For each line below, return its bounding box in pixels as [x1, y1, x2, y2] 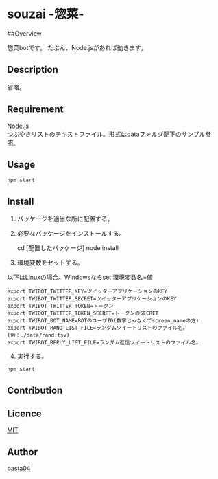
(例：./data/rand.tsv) [7, 332, 70, 339]
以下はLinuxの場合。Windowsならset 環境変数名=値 [7, 273, 153, 282]
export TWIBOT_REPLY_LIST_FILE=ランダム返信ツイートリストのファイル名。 [7, 339, 202, 346]
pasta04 [7, 465, 31, 473]
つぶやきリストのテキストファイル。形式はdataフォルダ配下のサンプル [7, 130, 206, 138]
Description [7, 64, 58, 76]
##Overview [7, 29, 43, 38]
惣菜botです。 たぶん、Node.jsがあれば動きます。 [7, 43, 147, 52]
